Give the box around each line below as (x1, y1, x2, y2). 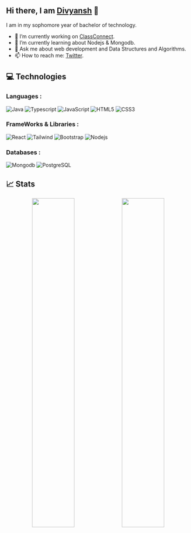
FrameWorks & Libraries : (6, 120, 79, 128)
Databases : (6, 148, 41, 156)
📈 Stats (6, 179, 36, 189)
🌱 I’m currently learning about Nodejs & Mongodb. (14, 39, 136, 46)
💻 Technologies (6, 72, 67, 82)
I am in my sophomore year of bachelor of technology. (6, 21, 137, 28)
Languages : (6, 92, 42, 100)
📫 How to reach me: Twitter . (14, 52, 84, 59)
